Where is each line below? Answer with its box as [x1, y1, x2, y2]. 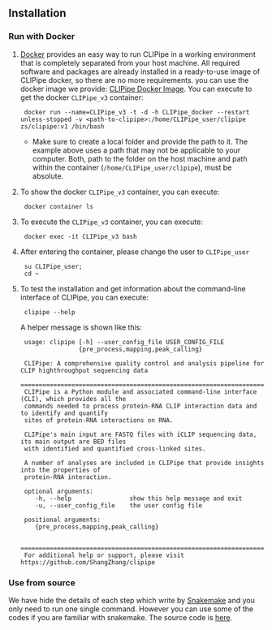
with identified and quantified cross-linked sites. [24, 444, 206, 453]
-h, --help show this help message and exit [35, 494, 243, 503]
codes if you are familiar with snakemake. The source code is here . [8, 612, 233, 622]
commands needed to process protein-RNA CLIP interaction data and [24, 402, 257, 410]
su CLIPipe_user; [24, 262, 83, 270]
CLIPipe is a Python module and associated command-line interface [24, 387, 257, 396]
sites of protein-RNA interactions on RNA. [24, 416, 174, 425]
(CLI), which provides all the [19, 395, 127, 403]
